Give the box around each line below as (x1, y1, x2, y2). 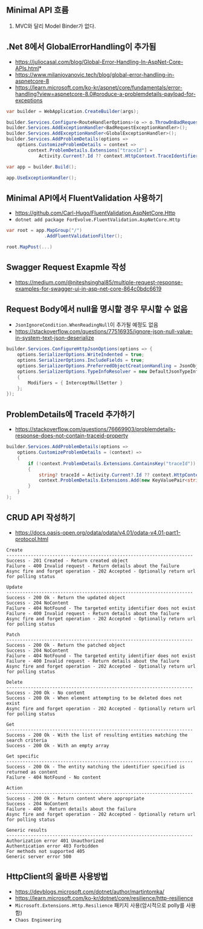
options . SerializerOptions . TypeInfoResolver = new (17, 368, 147, 374)
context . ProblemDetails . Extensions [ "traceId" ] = (28, 147, 153, 153)
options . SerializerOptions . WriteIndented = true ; (17, 352, 145, 358)
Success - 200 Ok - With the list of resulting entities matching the (6, 732, 188, 738)
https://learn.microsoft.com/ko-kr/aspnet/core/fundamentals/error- (14, 83, 183, 91)
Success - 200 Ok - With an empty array (6, 742, 110, 748)
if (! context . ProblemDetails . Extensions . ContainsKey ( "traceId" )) (28, 460, 196, 466)
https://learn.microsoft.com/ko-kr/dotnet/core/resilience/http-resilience (14, 894, 193, 901)
